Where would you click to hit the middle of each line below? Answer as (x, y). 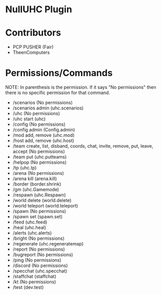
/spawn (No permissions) (39, 211)
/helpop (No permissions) (40, 163)
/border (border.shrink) (37, 184)
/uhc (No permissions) (36, 114)
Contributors (33, 33)
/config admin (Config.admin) (44, 130)
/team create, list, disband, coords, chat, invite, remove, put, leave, (83, 146)
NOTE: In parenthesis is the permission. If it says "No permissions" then (81, 87)
